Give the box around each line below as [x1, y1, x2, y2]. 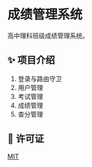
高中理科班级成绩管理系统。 [7, 31, 89, 40]
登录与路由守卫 [17, 74, 62, 82]
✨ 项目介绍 [7, 54, 56, 66]
